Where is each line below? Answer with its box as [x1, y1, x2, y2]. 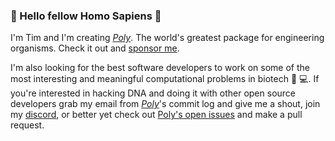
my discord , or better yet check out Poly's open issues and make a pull [10, 109, 303, 121]
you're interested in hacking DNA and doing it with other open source [10, 87, 296, 99]
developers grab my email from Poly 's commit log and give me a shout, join [10, 98, 321, 110]
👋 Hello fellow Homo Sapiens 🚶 [10, 9, 162, 23]
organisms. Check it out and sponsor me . [10, 42, 180, 54]
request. [10, 119, 45, 131]
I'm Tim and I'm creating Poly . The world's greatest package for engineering [10, 32, 325, 44]
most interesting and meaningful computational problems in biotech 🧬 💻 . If [10, 73, 320, 85]
